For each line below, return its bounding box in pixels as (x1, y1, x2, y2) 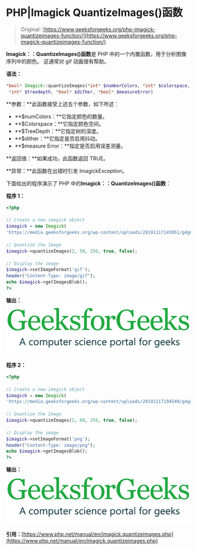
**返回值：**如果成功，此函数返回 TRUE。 (6, 155, 108, 162)
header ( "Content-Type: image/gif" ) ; (6, 273, 96, 279)
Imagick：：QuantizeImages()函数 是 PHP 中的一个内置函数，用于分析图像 (6, 50, 186, 57)
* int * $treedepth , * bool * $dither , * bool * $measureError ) (8, 89, 154, 95)
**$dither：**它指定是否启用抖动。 (14, 135, 101, 142)
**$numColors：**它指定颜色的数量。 (14, 113, 108, 120)
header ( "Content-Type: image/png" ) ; (6, 442, 96, 448)
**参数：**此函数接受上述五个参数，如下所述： (6, 100, 120, 107)
